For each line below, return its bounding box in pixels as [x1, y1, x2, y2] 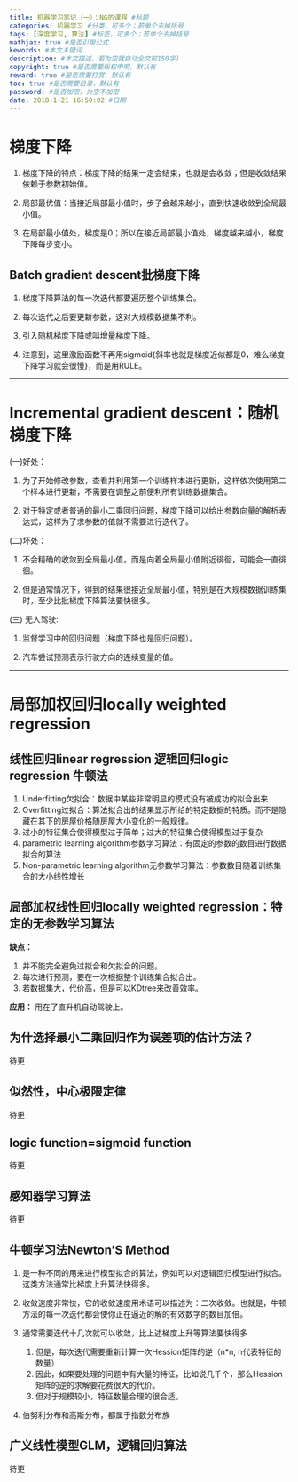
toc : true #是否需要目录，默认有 [9, 79, 120, 88]
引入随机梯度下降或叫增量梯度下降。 [21, 331, 155, 341]
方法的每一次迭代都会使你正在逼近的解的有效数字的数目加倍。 [21, 1308, 248, 1319]
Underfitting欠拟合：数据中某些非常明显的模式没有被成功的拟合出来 [21, 793, 269, 804]
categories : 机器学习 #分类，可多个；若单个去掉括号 [9, 21, 184, 30]
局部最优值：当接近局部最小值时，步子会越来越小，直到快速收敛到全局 [21, 197, 279, 209]
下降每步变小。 [21, 239, 77, 250]
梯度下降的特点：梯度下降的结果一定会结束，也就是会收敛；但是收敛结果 [21, 168, 286, 179]
